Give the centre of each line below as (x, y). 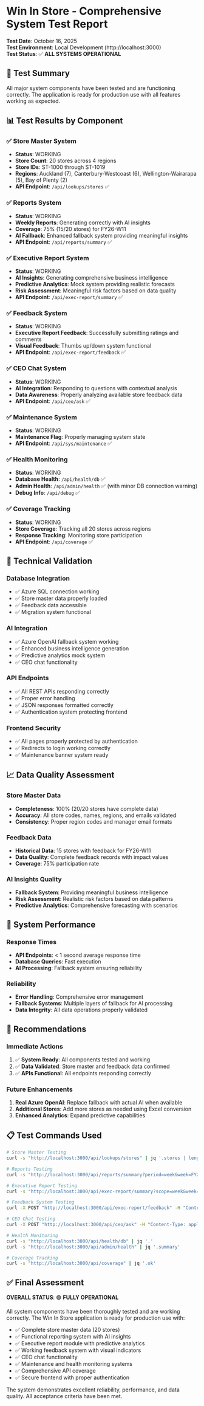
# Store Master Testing (36, 1153)
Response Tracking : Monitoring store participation (79, 535)
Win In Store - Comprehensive (84, 11)
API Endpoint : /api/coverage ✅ (54, 542)
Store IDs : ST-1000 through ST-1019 (60, 167)
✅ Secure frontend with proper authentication (72, 1377)
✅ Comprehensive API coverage (55, 1371)
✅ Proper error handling (45, 698)
